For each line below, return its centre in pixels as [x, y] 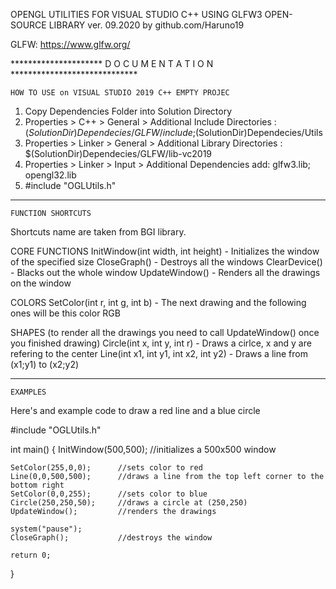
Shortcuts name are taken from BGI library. [98, 232]
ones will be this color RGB [65, 313]
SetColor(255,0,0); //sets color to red [106, 468]
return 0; [31, 555]
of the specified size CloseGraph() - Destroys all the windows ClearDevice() [166, 262]
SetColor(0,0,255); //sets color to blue [109, 494]
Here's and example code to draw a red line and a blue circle [135, 410]
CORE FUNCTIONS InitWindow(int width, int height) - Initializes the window [165, 251]
